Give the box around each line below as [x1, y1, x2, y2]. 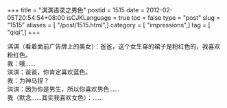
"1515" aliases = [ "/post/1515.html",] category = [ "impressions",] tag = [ [7, 21, 211, 29]
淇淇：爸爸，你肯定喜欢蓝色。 [7, 68, 91, 76]
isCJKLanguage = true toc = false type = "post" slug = [66, 14, 221, 22]
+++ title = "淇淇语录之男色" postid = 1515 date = [7, 6, 145, 14]
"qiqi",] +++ [7, 28, 40, 36]
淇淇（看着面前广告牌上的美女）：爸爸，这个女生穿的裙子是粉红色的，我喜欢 [7, 42, 221, 50]
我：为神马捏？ [7, 77, 49, 84]
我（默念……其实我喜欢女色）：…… [7, 94, 104, 101]
